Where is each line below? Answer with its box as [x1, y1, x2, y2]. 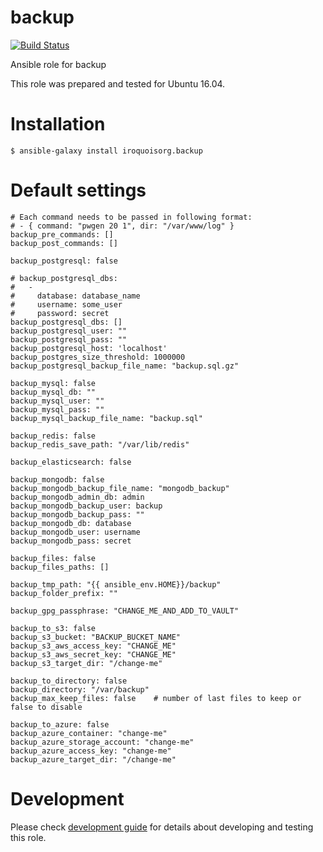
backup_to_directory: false [10, 676, 128, 686]
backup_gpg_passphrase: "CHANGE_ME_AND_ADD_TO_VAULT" [10, 606, 240, 616]
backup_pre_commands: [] [10, 229, 114, 240]
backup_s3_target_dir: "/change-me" [10, 658, 163, 668]
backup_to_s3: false [10, 623, 97, 633]
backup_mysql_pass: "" [10, 404, 105, 415]
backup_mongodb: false [10, 474, 105, 485]
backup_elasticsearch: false [10, 457, 132, 467]
